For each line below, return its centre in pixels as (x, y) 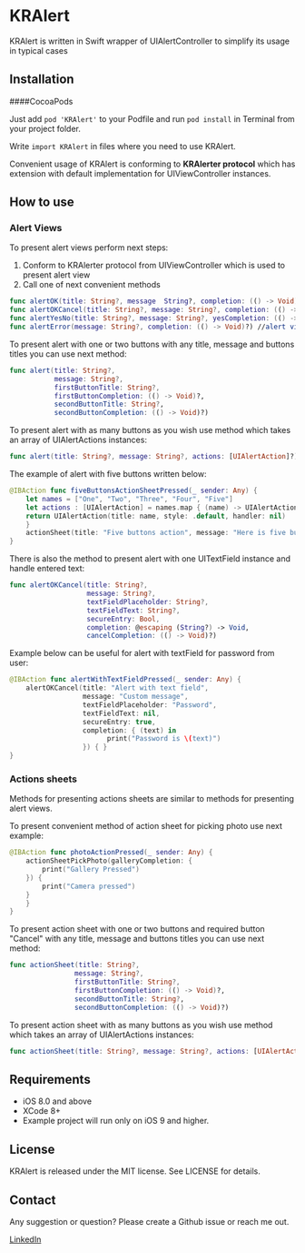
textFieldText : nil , (121, 713)
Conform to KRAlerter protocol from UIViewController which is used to (154, 266)
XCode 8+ (42, 1111)
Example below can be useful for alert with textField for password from (142, 653)
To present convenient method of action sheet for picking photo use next (146, 826)
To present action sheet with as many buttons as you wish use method (141, 1025)
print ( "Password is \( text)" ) (164, 739)
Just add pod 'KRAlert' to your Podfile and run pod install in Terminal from (152, 118)
